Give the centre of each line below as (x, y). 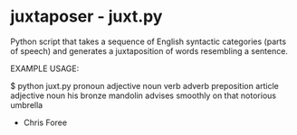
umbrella (27, 104)
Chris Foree (45, 122)
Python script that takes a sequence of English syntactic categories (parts (148, 41)
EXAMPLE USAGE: (45, 68)
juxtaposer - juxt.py (86, 17)
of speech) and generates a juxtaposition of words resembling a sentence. (149, 50)
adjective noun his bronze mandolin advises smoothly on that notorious (144, 95)
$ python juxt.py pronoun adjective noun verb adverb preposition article (144, 85)
